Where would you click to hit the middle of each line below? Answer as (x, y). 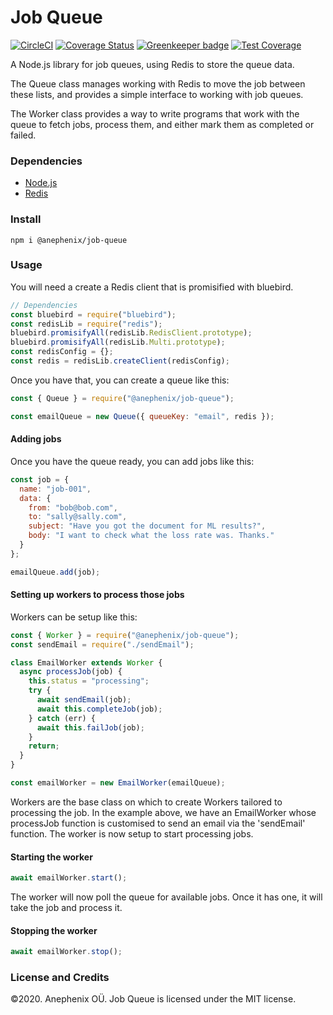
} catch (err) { (62, 718)
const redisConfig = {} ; (62, 352)
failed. (23, 135)
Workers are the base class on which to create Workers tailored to (146, 802)
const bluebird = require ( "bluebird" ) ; (93, 314)
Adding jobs (36, 439)
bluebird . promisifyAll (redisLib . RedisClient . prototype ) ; (131, 333)
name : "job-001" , (55, 489)
